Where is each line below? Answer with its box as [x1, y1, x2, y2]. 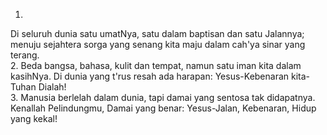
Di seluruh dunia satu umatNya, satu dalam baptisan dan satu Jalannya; [10, 28, 305, 39]
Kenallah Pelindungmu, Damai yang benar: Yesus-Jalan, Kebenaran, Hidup [10, 102, 317, 114]
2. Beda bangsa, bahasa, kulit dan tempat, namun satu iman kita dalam [10, 60, 302, 71]
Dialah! [38, 81, 67, 93]
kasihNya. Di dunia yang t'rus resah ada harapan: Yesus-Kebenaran [10, 70, 290, 82]
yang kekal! [10, 113, 58, 124]
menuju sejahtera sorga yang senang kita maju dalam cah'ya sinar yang [10, 39, 306, 50]
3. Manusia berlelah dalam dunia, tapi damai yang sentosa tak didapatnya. [10, 92, 316, 103]
